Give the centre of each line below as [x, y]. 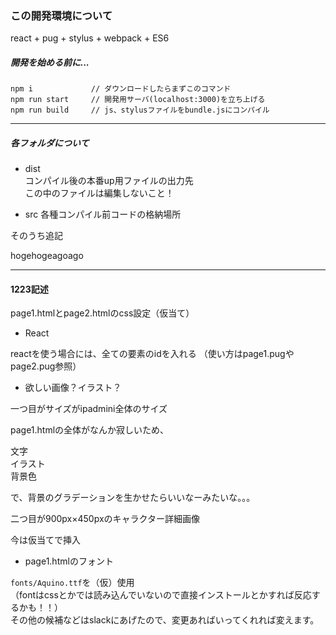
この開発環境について [61, 15]
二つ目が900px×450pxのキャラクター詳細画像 [105, 519]
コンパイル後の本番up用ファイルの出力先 [109, 181]
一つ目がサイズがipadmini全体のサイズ [89, 409]
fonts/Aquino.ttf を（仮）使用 [72, 583]
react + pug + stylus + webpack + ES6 [90, 38]
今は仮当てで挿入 [45, 540]
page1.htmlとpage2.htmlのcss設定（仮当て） [102, 313]
